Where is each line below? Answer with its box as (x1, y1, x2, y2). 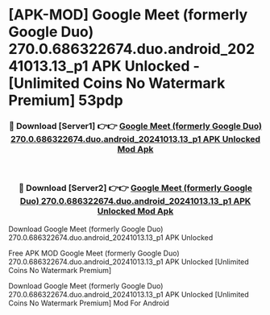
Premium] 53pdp (8, 91, 123, 110)
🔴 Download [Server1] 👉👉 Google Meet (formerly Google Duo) (8, 121, 263, 132)
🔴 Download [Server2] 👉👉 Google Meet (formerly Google (19, 183, 252, 194)
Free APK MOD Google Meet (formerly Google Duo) (8, 248, 180, 258)
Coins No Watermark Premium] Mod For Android (8, 298, 169, 308)
